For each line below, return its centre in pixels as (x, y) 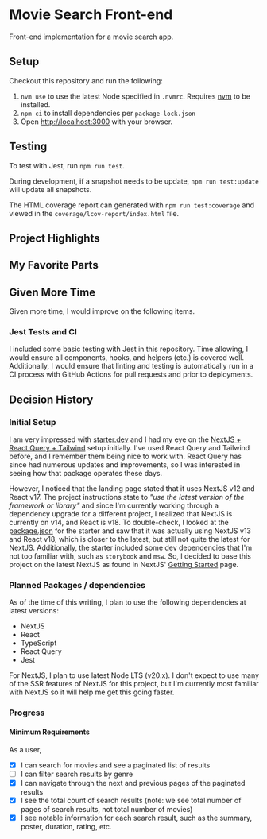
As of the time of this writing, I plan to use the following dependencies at (128, 602)
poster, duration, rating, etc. (66, 826)
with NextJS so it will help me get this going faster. (92, 692)
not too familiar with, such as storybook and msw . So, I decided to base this (130, 556)
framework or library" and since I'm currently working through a (114, 505)
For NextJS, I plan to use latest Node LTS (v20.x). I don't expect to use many (134, 675)
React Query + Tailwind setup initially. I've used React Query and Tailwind (130, 448)
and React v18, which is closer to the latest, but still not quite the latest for (130, 539)
